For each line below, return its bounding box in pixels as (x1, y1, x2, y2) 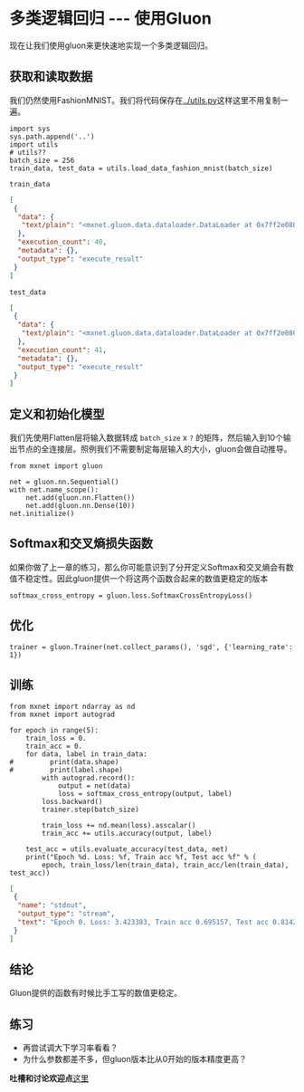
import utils (9, 139, 59, 149)
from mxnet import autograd (9, 710, 116, 719)
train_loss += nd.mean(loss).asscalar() (42, 820, 196, 829)
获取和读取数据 (9, 69, 93, 84)
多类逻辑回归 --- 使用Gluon (9, 8, 213, 29)
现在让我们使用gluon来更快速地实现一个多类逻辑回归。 (9, 40, 213, 51)
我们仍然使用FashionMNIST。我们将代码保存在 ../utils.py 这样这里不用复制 (9, 94, 280, 105)
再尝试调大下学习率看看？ (22, 1042, 119, 1053)
